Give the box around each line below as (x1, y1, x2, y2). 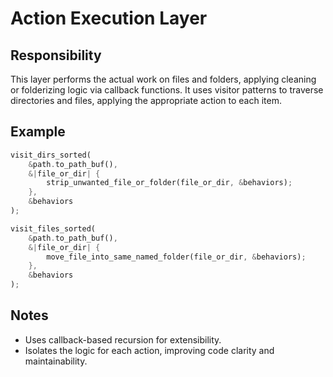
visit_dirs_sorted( (10, 150, 92, 160)
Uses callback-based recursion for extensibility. (24, 333, 222, 346)
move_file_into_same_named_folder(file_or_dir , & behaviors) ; (46, 252, 307, 262)
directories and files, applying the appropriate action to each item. (10, 95, 282, 106)
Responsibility (10, 47, 102, 64)
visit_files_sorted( (10, 223, 97, 234)
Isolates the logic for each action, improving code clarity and (24, 344, 275, 356)
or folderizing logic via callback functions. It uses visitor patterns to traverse (10, 84, 324, 96)
